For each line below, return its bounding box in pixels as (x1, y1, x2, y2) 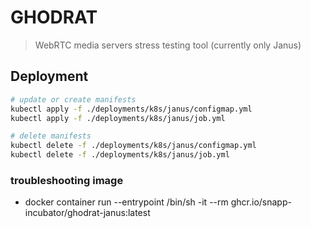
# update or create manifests (10, 94, 137, 105)
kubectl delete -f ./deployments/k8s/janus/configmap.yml (10, 141, 257, 151)
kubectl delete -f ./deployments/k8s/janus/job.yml (10, 150, 230, 160)
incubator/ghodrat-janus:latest (24, 207, 151, 219)
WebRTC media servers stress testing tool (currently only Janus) (34, 39, 302, 51)
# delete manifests (10, 131, 92, 141)
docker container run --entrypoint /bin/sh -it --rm (24, 196, 229, 208)
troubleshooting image (10, 173, 124, 187)
